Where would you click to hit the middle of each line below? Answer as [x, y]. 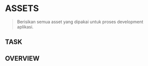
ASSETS [22, 8]
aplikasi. [25, 26]
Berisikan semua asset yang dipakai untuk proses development [80, 22]
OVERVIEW [22, 58]
